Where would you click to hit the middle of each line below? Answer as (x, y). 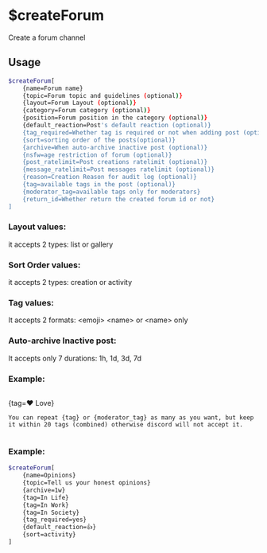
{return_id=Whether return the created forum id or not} (119, 199)
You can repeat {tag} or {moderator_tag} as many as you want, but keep (131, 417)
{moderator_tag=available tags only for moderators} (112, 192)
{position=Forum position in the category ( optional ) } (115, 118)
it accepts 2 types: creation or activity (70, 282)
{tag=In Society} (51, 512)
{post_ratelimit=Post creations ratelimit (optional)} (115, 162)
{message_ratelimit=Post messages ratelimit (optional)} (119, 169)
